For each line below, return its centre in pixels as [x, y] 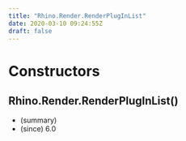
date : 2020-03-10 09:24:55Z [56, 23]
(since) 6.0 [38, 129]
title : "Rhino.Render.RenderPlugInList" [78, 16]
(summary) [38, 120]
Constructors [54, 71]
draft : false [30, 31]
